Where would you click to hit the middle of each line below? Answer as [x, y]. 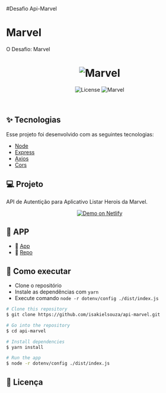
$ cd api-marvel [26, 331]
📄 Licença [25, 382]
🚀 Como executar [39, 271]
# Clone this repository [37, 309]
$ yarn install [25, 347]
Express [25, 152]
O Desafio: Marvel [28, 49]
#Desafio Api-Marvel [32, 9]
